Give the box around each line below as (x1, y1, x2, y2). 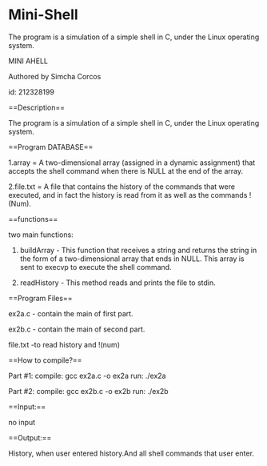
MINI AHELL (8, 56, 48, 66)
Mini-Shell (8, 6, 78, 24)
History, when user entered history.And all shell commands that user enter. (8, 448, 254, 458)
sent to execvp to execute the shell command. (19, 262, 172, 271)
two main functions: (8, 230, 74, 239)
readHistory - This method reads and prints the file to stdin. (19, 278, 216, 287)
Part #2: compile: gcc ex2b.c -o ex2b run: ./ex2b (8, 386, 169, 396)
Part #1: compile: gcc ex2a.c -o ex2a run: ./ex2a (8, 371, 166, 380)
